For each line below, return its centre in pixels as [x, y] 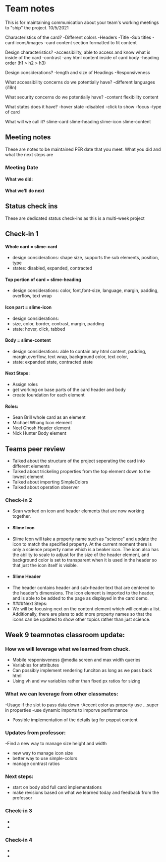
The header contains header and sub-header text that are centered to [83, 587]
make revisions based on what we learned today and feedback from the [86, 793]
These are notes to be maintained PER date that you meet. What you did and [83, 149]
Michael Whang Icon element [42, 423]
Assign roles [25, 384]
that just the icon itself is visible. [45, 565]
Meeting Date [22, 167]
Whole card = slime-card [31, 246]
